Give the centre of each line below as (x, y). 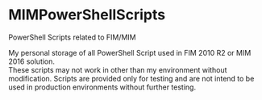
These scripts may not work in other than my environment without (118, 69)
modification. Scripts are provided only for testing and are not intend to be (131, 78)
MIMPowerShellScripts (87, 15)
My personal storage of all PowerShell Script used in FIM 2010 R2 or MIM (130, 52)
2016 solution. (31, 61)
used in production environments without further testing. (102, 87)
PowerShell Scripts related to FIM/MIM (73, 37)
